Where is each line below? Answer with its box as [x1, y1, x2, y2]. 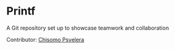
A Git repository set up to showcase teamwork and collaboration [6, 24, 169, 31]
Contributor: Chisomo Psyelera [6, 36, 85, 43]
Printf [6, 4, 36, 18]
